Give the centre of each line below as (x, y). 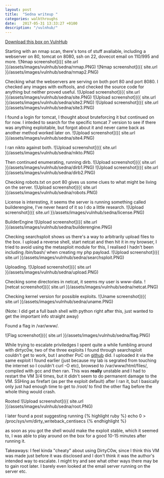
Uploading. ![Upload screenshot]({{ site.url (48, 267)
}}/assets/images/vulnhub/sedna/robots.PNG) (51, 193)
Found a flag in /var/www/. (32, 326)
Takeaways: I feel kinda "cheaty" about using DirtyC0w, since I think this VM (82, 451)
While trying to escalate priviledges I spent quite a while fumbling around (79, 345)
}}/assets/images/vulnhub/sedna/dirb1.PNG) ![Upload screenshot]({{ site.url (82, 168)
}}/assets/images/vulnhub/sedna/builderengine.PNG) (59, 227)
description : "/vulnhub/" (31, 28)
